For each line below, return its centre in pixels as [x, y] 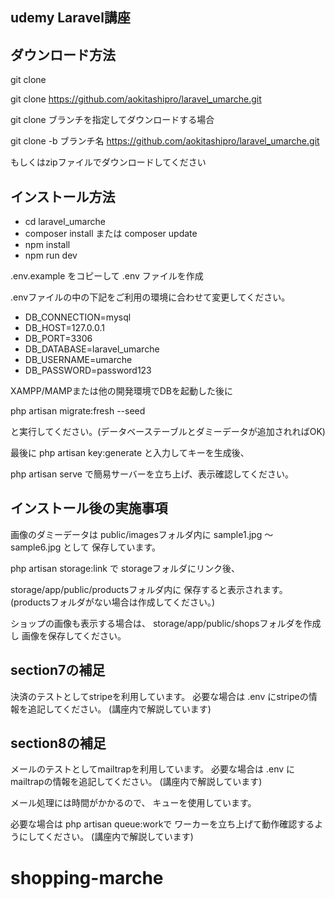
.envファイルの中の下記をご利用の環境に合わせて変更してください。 [150, 297]
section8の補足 [58, 743]
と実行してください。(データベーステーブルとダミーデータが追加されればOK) [168, 432]
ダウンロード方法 [63, 54]
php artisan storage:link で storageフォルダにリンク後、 [125, 568]
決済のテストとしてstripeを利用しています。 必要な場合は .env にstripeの [159, 696]
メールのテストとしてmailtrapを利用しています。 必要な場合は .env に [153, 769]
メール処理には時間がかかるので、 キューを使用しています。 [133, 803]
